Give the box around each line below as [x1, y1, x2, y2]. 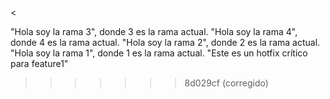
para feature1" [10, 58, 69, 69]
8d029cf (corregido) [184, 77, 269, 89]
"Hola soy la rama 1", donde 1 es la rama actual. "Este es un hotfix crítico [10, 47, 308, 59]
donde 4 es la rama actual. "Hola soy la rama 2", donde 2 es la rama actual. [10, 37, 321, 48]
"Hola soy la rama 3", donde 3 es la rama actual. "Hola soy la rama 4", [10, 26, 298, 37]
